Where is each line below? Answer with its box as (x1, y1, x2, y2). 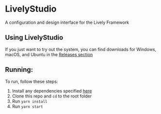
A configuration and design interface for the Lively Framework (5, 19, 129, 25)
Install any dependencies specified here (12, 88, 92, 94)
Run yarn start (12, 103, 43, 109)
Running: (5, 65, 33, 74)
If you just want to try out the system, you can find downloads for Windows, (5, 46, 157, 52)
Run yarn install (12, 98, 48, 104)
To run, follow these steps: (5, 79, 58, 84)
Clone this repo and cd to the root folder (12, 93, 92, 99)
